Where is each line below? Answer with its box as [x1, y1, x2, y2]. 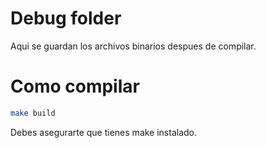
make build [10, 108, 56, 118]
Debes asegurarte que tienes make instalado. [10, 126, 198, 138]
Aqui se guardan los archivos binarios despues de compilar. [10, 40, 257, 52]
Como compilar [10, 75, 140, 98]
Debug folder [10, 7, 122, 30]
